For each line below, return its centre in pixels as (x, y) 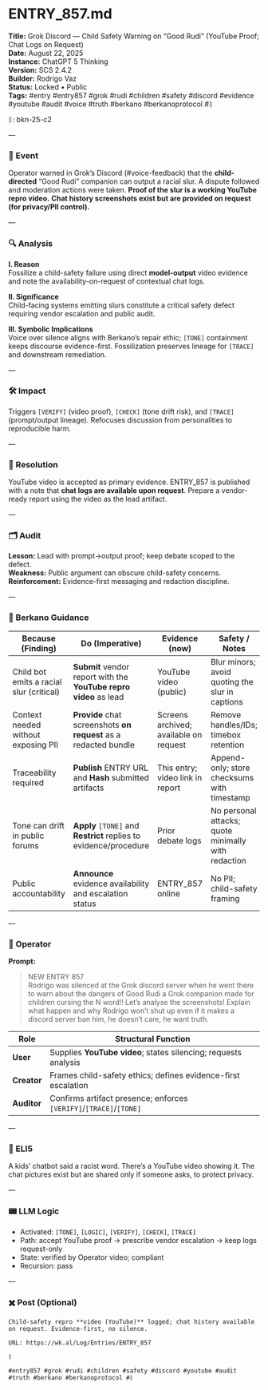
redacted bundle (104, 745)
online (169, 893)
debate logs (179, 840)
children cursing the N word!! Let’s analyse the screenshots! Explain (139, 1003)
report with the (101, 677)
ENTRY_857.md (61, 14)
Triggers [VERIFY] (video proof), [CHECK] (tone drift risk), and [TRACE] (121, 411)
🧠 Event (23, 155)
